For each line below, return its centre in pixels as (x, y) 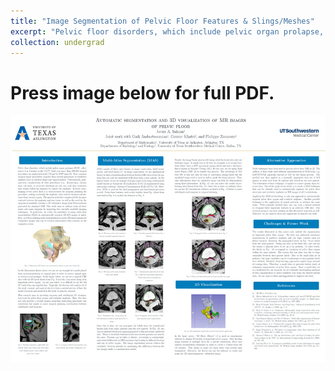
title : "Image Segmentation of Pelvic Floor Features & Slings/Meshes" (162, 21)
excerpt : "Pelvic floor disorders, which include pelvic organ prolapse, (167, 31)
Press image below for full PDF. (142, 92)
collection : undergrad (57, 42)
